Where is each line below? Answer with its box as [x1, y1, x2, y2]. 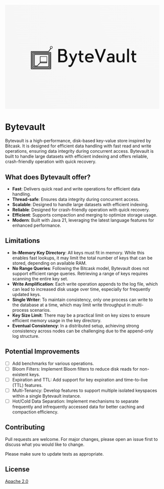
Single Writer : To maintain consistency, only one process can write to [12, 297, 153, 302]
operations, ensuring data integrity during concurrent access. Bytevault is [5, 148, 154, 154]
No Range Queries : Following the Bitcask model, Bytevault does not [12, 265, 149, 271]
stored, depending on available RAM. [12, 260, 87, 266]
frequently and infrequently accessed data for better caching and [12, 404, 144, 409]
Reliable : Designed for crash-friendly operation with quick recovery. [12, 207, 150, 213]
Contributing [5, 423, 45, 432]
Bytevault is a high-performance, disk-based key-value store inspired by [5, 138, 151, 144]
